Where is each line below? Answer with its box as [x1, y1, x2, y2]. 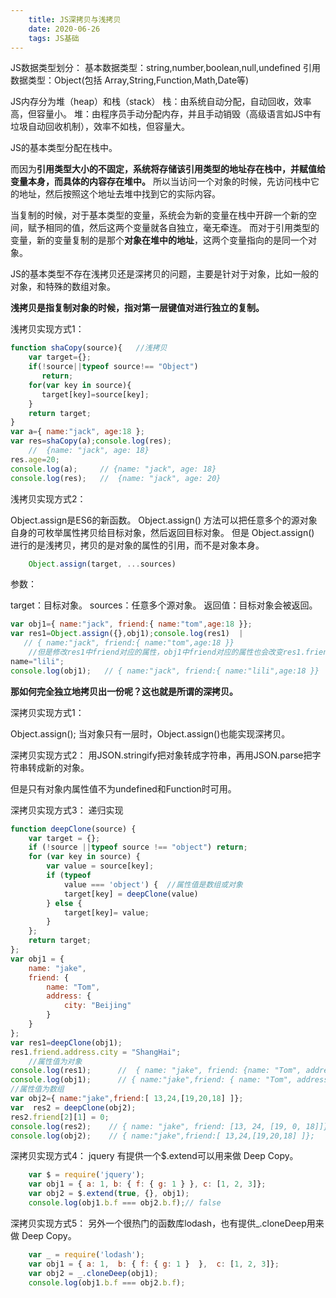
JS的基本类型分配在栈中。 [10, 142, 118, 154]
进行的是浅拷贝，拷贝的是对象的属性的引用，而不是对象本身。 [10, 539, 265, 551]
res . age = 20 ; [10, 454, 60, 465]
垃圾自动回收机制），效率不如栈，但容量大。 [10, 121, 190, 133]
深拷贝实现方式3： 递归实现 [10, 804, 124, 816]
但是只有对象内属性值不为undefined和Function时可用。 [10, 782, 237, 795]
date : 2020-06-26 [28, 24, 101, 34]
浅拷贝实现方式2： [10, 492, 87, 505]
